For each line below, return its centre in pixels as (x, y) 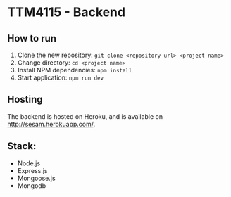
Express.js (32, 170)
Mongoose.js (36, 178)
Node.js (29, 163)
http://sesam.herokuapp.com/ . (51, 124)
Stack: (22, 146)
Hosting (25, 100)
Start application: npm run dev (61, 77)
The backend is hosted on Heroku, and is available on (85, 116)
